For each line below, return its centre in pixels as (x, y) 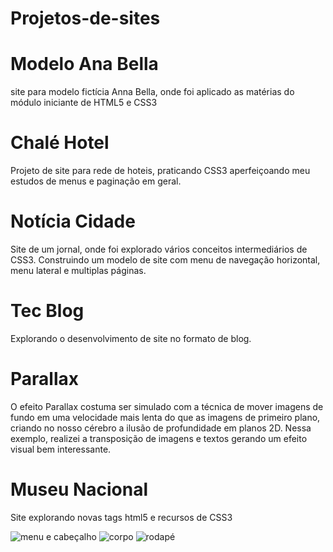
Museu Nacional (79, 489)
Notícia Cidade (73, 221)
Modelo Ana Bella (84, 64)
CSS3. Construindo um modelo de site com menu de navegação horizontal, (165, 260)
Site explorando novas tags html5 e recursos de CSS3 (121, 517)
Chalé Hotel (60, 143)
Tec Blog (47, 311)
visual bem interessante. (61, 449)
